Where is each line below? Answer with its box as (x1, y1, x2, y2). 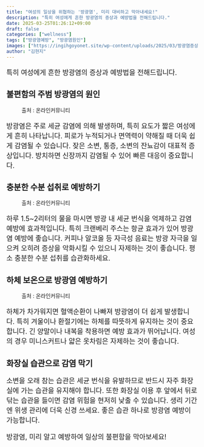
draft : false (6, 26, 39, 32)
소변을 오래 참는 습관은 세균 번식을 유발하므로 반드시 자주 (6, 376, 179, 385)
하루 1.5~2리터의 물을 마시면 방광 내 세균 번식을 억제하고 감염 (6, 214, 192, 223)
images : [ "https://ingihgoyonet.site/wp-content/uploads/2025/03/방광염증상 (6, 43, 199, 49)
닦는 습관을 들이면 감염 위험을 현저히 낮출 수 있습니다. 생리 (6, 396, 183, 404)
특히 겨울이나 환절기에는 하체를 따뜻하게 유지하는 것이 (16, 317, 179, 326)
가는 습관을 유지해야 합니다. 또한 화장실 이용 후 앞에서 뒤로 (21, 386, 197, 395)
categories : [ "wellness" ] (6, 32, 72, 38)
